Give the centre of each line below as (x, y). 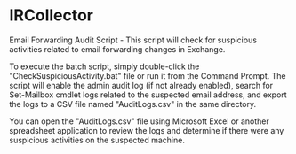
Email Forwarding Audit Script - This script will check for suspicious (133, 40)
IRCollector (52, 15)
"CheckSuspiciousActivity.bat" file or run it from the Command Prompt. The (148, 75)
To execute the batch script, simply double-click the (104, 66)
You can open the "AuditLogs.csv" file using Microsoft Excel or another (139, 121)
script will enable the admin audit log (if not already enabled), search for (141, 85)
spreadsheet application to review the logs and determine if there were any (147, 130)
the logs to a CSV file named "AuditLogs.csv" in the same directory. (133, 104)
